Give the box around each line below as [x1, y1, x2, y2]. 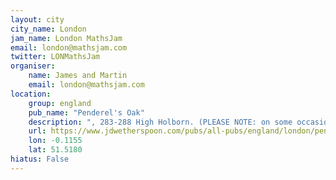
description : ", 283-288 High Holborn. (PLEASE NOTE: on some [28, 117, 293, 127]
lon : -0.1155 [28, 136, 83, 146]
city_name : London [10, 24, 87, 34]
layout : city [10, 14, 65, 25]
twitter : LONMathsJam [10, 52, 101, 62]
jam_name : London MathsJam [10, 33, 123, 43]
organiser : [10, 61, 56, 71]
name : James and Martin [28, 71, 128, 81]
